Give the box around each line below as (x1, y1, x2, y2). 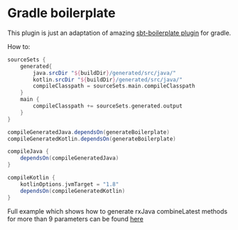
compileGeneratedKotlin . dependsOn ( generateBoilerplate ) (7, 135, 176, 142)
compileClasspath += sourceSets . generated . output (33, 103, 183, 110)
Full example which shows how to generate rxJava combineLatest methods (7, 207, 228, 215)
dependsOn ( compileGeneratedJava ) (20, 155, 119, 162)
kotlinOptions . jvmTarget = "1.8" (20, 180, 119, 188)
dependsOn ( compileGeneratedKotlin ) (20, 187, 126, 194)
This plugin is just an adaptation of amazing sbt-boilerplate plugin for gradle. (7, 28, 232, 37)
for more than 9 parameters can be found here (7, 214, 144, 223)
